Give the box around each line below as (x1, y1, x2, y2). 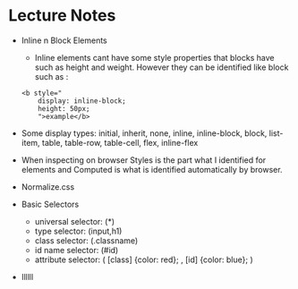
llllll (21, 271, 34, 282)
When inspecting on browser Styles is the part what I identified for (21, 154, 267, 166)
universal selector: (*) (34, 216, 115, 226)
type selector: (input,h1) (34, 225, 123, 236)
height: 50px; (38, 104, 90, 113)
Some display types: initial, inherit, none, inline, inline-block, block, (21, 127, 268, 139)
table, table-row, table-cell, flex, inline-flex (42, 137, 199, 148)
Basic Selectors (21, 199, 80, 209)
